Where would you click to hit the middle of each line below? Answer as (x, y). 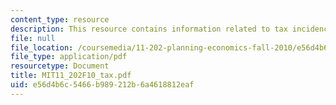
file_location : (42, 47)
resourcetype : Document (60, 66)
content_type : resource (60, 19)
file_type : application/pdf (69, 57)
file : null (33, 38)
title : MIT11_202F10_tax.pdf (71, 76)
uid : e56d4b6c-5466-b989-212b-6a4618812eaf (102, 85)
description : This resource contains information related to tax (149, 29)
